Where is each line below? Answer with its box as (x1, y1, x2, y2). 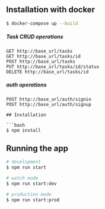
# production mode (6, 191, 52, 197)
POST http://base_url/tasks (6, 59, 76, 65)
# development (6, 159, 42, 165)
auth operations (6, 81, 47, 88)
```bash (6, 122, 26, 128)
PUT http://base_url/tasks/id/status (6, 63, 100, 70)
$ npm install (6, 127, 42, 133)
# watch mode (6, 175, 39, 181)
